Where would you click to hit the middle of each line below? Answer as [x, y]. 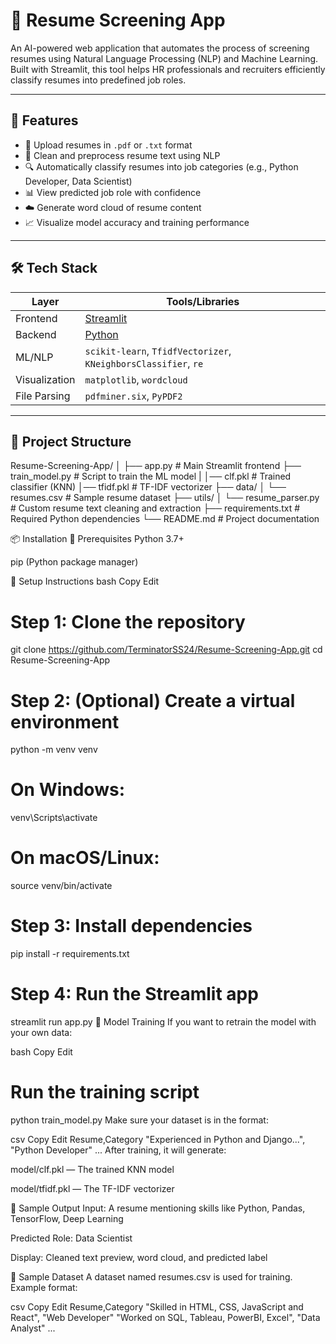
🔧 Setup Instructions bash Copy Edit [85, 581]
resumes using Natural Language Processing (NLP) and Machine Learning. [164, 58]
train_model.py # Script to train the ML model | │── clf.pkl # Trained [151, 476]
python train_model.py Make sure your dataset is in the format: [139, 1120]
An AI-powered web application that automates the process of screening [160, 48]
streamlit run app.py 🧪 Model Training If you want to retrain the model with [163, 1022]
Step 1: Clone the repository [128, 621]
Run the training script [105, 1092]
